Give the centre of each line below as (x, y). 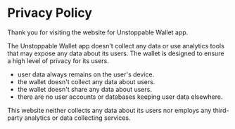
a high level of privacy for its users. (58, 60)
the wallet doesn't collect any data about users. (86, 81)
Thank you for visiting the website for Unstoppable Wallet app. (98, 32)
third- (221, 110)
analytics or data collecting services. (78, 118)
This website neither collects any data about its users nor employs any (109, 110)
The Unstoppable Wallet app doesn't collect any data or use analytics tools (116, 46)
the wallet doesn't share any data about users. (85, 89)
